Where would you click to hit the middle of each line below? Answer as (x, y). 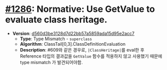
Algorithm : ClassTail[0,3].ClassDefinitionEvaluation (73, 44)
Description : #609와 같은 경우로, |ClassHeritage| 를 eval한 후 (82, 50)
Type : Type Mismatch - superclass (56, 39)
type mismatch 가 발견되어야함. (51, 62)
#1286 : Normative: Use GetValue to (80, 9)
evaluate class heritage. (56, 20)
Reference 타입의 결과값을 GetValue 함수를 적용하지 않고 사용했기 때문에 (91, 56)
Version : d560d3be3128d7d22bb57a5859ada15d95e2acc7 (73, 33)
